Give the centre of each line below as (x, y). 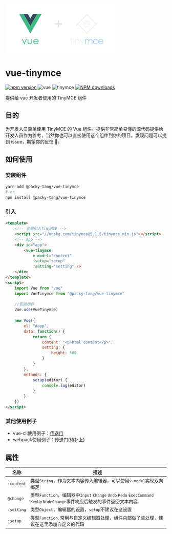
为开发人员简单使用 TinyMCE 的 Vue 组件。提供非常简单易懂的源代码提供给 (84, 129)
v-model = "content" (52, 256)
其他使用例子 (21, 421)
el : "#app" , (37, 326)
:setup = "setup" (49, 261)
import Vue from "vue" (39, 288)
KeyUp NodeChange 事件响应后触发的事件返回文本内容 (84, 502)
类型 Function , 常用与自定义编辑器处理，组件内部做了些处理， (95, 518)
